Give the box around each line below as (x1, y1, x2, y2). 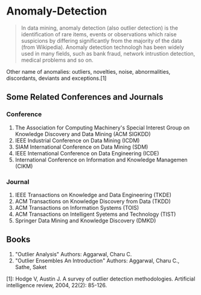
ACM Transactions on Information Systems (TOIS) (14, 204, 139, 211)
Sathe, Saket (14, 263, 47, 270)
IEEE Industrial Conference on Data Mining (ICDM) (14, 137, 140, 144)
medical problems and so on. (21, 56, 94, 63)
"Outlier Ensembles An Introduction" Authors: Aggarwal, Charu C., (14, 257, 180, 264)
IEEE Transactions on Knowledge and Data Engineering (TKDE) (14, 191, 172, 198)
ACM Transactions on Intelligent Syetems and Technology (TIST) (14, 210, 176, 218)
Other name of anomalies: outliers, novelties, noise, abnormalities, (6, 68, 171, 75)
